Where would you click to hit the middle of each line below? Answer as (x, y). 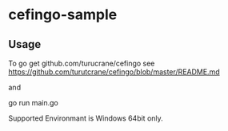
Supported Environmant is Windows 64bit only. (86, 118)
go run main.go (33, 103)
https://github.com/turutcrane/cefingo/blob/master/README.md (114, 72)
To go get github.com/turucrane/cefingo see (82, 63)
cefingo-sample (63, 15)
